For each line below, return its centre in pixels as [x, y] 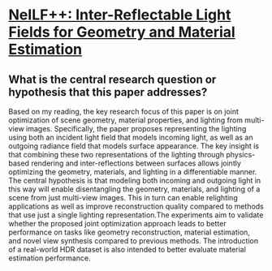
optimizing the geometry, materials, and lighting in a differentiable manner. [133, 172]
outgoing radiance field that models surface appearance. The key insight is [134, 146]
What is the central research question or [112, 79]
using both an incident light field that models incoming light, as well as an [131, 137]
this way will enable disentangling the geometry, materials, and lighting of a [134, 189]
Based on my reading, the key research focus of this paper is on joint [124, 112]
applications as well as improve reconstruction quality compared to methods [136, 206]
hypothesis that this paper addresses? [108, 92]
